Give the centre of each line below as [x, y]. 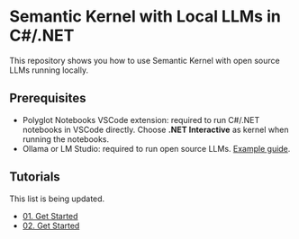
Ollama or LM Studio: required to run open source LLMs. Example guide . [156, 148]
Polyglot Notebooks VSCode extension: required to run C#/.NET [141, 119]
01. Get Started [50, 216]
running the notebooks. [66, 139]
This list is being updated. [57, 199]
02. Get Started [51, 226]
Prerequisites [48, 98]
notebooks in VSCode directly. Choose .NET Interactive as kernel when [156, 129]
